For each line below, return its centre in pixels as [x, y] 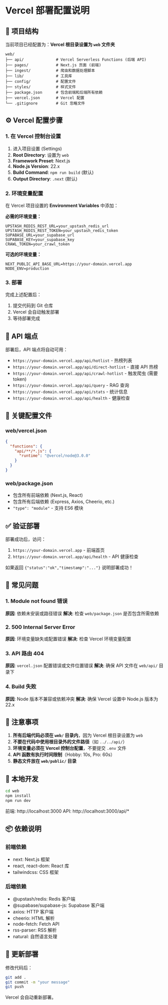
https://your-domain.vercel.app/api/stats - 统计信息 [70, 392]
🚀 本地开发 [22, 779]
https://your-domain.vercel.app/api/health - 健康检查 [71, 398]
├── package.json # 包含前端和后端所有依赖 [54, 93]
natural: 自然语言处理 [35, 936]
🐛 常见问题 [22, 585]
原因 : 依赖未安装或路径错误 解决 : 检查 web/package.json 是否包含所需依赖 [82, 613]
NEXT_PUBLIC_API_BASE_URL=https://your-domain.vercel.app [69, 264]
